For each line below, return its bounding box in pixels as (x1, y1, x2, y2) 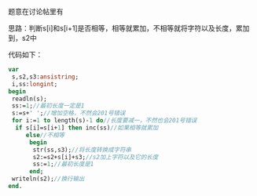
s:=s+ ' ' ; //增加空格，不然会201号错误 (11, 109, 126, 118)
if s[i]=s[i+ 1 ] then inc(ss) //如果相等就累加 (15, 124, 159, 132)
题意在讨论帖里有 (8, 7, 64, 16)
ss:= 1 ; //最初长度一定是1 (11, 102, 85, 110)
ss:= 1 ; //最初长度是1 (32, 160, 94, 169)
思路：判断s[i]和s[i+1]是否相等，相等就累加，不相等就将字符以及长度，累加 (8, 24, 250, 33)
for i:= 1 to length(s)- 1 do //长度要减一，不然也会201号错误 (11, 117, 197, 125)
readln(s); (11, 95, 47, 103)
